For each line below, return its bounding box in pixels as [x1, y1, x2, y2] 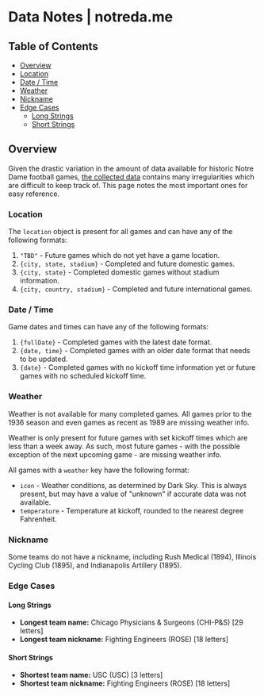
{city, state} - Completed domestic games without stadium [19, 267, 220, 277]
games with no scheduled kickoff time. [19, 371, 147, 381]
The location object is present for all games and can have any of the [8, 227, 233, 236]
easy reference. [8, 189, 60, 198]
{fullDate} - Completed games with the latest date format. [19, 337, 212, 347]
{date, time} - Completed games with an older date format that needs [19, 346, 251, 356]
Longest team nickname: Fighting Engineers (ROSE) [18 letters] [19, 635, 228, 644]
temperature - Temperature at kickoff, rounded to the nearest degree [19, 506, 244, 515]
